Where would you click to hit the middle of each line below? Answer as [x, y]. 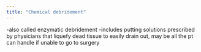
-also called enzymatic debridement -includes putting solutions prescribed [100, 29]
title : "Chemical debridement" [46, 12]
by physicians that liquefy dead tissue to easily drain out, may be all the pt [100, 36]
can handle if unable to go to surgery [53, 42]
